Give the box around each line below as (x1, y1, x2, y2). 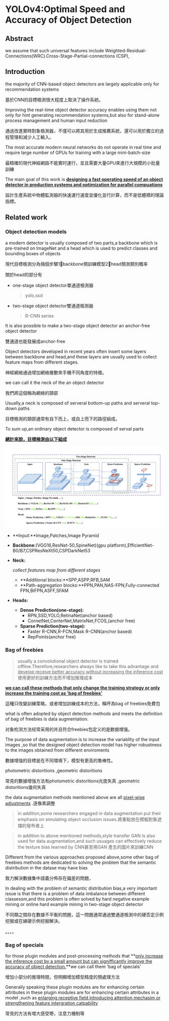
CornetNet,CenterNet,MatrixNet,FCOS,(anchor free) (27, 618, 135, 624)
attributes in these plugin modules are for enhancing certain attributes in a (5, 989, 159, 995)
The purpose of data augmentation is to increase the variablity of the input (5, 736, 159, 742)
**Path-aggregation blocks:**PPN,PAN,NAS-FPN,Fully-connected (20, 582, 159, 589)
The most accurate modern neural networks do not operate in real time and (5, 144, 161, 150)
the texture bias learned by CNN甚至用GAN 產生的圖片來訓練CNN (17, 844, 154, 850)
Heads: (12, 598, 29, 604)
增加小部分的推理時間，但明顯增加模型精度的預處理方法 (5, 974, 120, 980)
